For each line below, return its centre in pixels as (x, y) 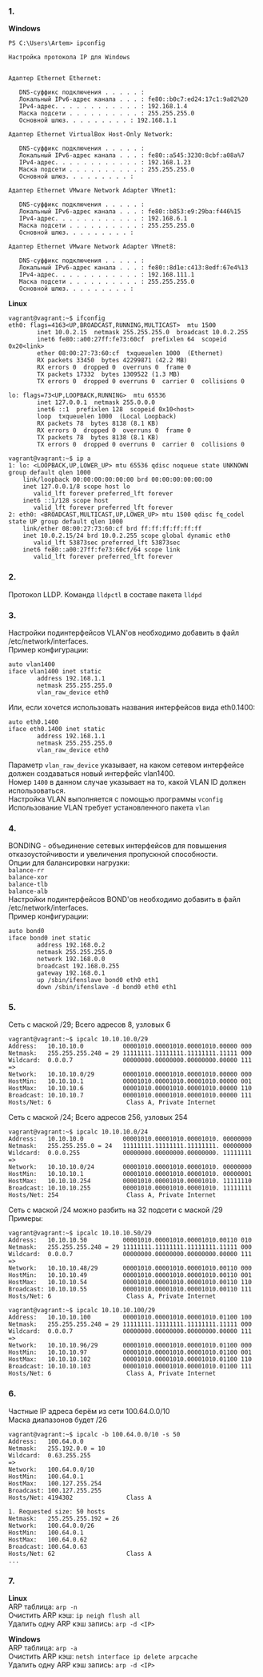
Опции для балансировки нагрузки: (69, 863)
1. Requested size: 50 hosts (57, 1511)
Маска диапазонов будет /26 (58, 1420)
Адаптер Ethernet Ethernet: (55, 79)
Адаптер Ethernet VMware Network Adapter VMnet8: (93, 247)
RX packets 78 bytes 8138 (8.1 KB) (98, 424)
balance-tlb (28, 885)
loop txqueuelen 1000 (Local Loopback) (107, 417)
